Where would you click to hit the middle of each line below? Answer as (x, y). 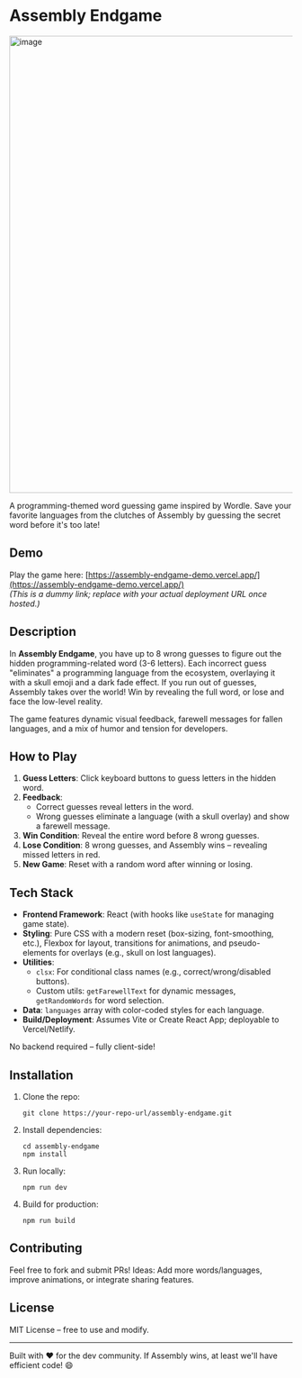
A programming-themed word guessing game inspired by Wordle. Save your (151, 505)
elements (40, 953)
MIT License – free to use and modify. (80, 1329)
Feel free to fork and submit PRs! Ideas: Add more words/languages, (136, 1270)
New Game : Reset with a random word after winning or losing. (138, 865)
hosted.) (25, 603)
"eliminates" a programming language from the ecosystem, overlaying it (142, 673)
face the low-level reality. (56, 701)
